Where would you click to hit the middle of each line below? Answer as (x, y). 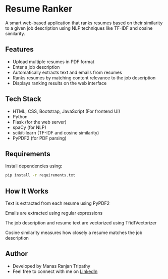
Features (19, 49)
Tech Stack (23, 99)
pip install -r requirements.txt (40, 175)
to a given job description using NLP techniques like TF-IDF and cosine (79, 28)
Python (20, 116)
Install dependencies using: (34, 166)
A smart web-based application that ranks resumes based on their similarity (84, 23)
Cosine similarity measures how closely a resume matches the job (74, 232)
